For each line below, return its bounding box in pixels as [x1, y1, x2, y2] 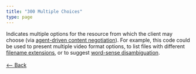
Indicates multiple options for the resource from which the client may [6, 30, 173, 37]
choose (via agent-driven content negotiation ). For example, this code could [6, 36, 191, 43]
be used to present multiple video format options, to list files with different [6, 42, 185, 50]
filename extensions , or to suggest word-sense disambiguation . [6, 49, 160, 56]
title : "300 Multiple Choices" [6, 8, 83, 15]
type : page [6, 14, 33, 20]
